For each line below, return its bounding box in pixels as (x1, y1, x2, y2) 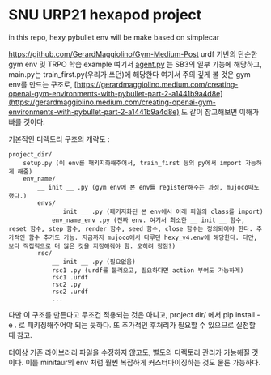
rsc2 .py (51, 280, 82, 288)
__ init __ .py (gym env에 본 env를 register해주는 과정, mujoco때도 (37, 183, 260, 191)
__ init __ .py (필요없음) (51, 258, 136, 266)
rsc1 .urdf (51, 273, 89, 281)
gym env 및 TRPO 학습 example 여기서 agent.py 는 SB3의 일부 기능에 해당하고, (8, 59, 262, 69)
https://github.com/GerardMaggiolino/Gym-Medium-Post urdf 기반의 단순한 (8, 49, 258, 58)
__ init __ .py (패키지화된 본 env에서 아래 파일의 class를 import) (51, 207, 264, 215)
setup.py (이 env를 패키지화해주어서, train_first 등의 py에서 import (23, 159, 242, 167)
